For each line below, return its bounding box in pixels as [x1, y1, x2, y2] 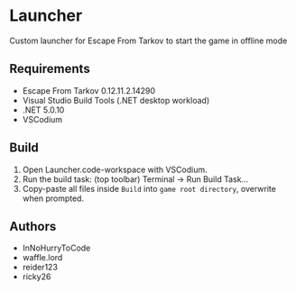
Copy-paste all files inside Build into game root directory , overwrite [22, 183, 277, 194]
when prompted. [22, 193, 84, 204]
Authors [9, 218, 57, 234]
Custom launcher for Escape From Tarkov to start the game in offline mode [9, 35, 288, 46]
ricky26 [22, 271, 51, 282]
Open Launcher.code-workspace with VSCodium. [22, 164, 208, 175]
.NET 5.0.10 [22, 105, 65, 115]
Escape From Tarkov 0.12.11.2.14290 [22, 85, 156, 95]
